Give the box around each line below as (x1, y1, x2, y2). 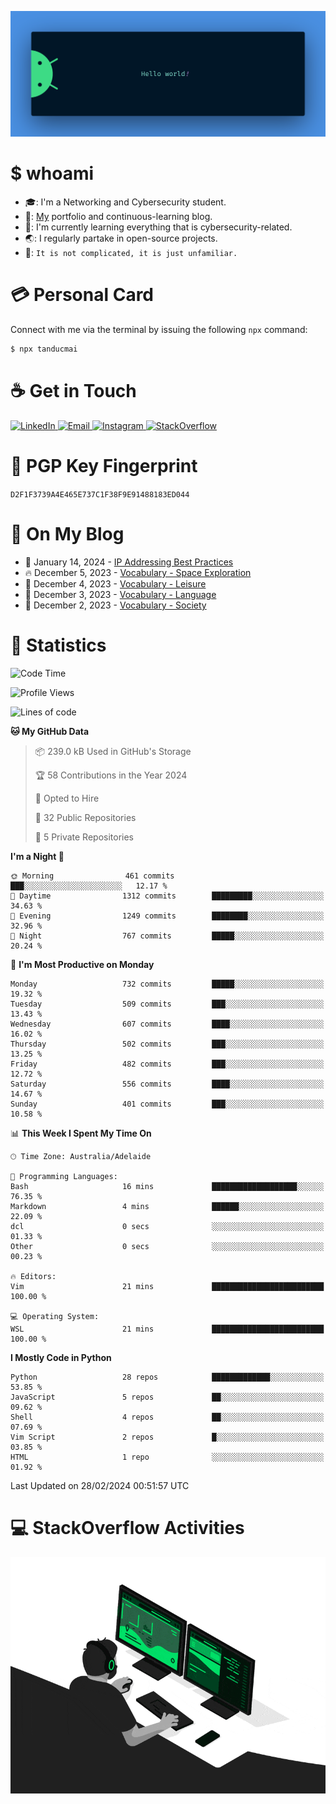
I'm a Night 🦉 (10, 850, 65, 862)
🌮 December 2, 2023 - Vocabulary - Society (24, 599, 207, 611)
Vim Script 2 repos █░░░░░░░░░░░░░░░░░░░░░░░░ (10, 1432, 325, 1442)
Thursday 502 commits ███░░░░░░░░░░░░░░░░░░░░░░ (10, 1039, 325, 1049)
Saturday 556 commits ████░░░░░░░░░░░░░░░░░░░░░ (10, 1079, 325, 1089)
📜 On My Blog (10, 523, 125, 546)
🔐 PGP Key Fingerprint (10, 455, 198, 478)
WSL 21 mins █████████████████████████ (10, 1324, 325, 1334)
